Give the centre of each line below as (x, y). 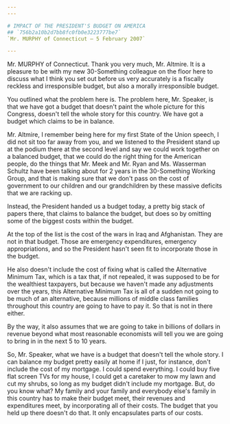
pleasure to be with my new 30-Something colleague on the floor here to (110, 71)
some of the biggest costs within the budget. (70, 221)
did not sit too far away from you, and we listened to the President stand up (114, 142)
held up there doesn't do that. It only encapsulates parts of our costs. (105, 413)
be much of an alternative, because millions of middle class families (103, 299)
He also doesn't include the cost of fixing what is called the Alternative (107, 269)
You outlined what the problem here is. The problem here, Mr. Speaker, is (111, 100)
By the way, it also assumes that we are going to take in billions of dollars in (114, 326)
